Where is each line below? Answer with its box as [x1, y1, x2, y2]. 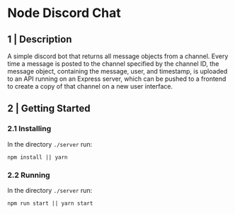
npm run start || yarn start [7, 200, 93, 207]
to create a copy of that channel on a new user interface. [7, 82, 173, 90]
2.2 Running [7, 170, 51, 180]
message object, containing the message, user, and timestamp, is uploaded [7, 67, 228, 75]
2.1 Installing [7, 124, 52, 134]
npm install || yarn [7, 154, 69, 161]
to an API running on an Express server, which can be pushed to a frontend [7, 74, 227, 83]
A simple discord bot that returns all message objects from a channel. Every [7, 52, 229, 60]
